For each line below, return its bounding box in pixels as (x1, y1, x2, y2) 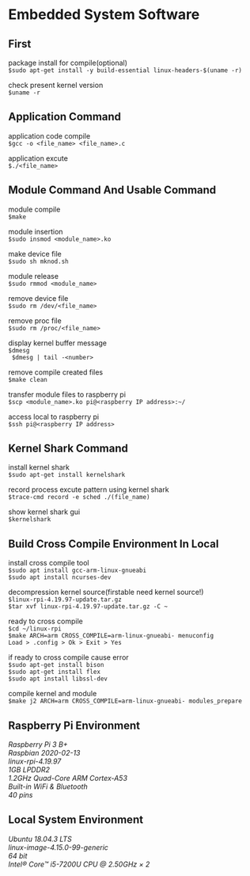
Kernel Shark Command (8, 442, 129, 455)
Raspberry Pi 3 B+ (8, 740, 69, 749)
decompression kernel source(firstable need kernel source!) (8, 588, 204, 597)
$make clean (8, 375, 47, 383)
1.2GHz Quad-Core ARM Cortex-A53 (8, 774, 128, 783)
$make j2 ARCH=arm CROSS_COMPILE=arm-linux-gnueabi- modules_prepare (8, 697, 243, 706)
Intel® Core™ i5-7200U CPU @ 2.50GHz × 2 (8, 859, 150, 869)
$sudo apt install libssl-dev (8, 675, 108, 683)
